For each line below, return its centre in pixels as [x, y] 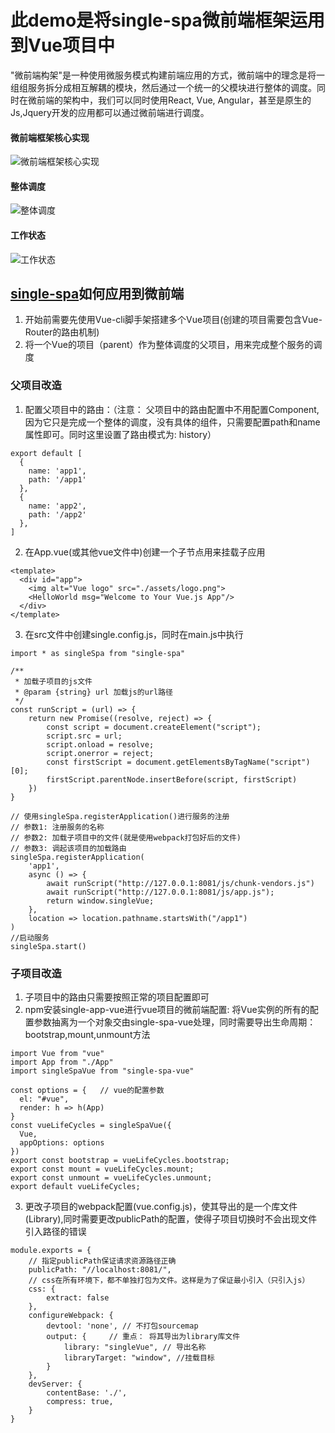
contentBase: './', [87, 1392]
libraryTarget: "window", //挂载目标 [139, 1357]
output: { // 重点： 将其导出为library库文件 [143, 1336]
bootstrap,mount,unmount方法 [87, 1034]
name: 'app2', [57, 506]
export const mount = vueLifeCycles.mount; [102, 1169]
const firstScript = [89, 762]
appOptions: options [62, 1142]
